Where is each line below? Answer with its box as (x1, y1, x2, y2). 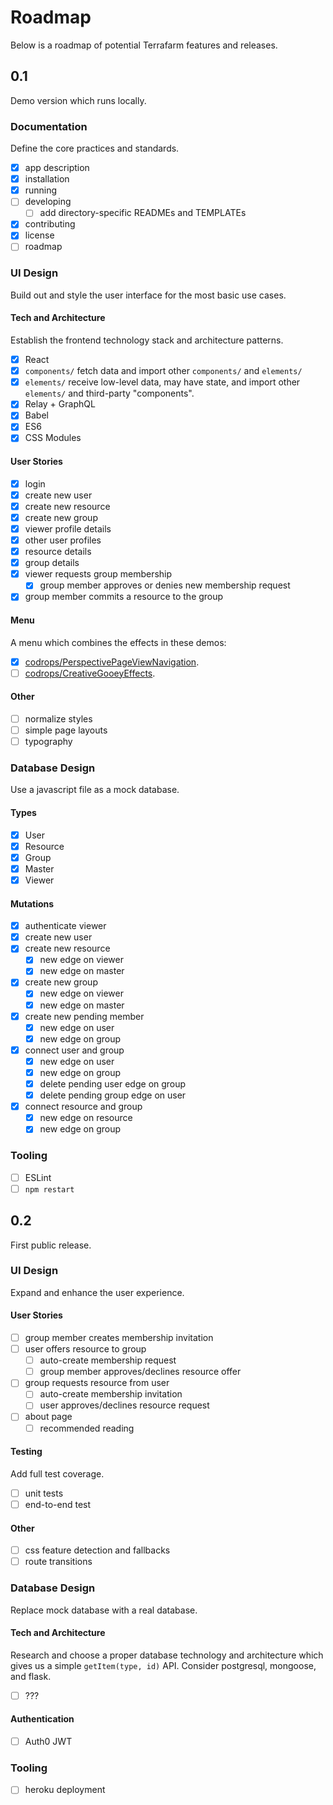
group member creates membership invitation (24, 1332, 214, 1344)
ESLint (24, 1171, 52, 1183)
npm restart (24, 1184, 75, 1195)
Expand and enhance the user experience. (10, 1286, 185, 1298)
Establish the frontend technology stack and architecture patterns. (10, 334, 284, 346)
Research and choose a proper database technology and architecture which (10, 1649, 324, 1661)
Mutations (10, 897, 55, 910)
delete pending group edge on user (39, 1089, 187, 1101)
